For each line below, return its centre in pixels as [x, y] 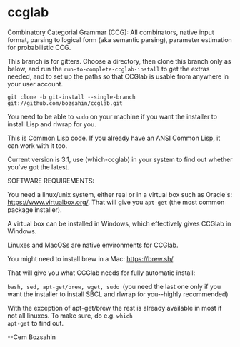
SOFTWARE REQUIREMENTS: [51, 181]
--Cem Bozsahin [31, 337]
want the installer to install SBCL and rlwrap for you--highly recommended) [118, 294]
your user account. [35, 84]
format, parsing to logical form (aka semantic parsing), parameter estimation [120, 39]
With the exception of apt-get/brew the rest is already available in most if [115, 308]
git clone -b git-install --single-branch [71, 97]
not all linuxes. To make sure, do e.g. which [70, 316]
